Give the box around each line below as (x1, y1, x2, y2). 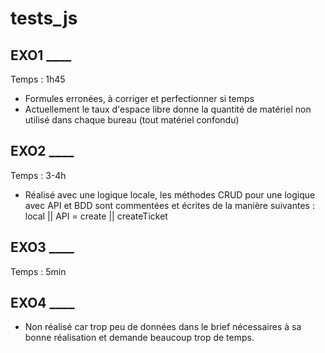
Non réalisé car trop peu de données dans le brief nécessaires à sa (24, 321, 302, 333)
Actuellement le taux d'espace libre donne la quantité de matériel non (24, 103, 312, 115)
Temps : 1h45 (10, 73, 66, 85)
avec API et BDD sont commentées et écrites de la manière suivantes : (24, 199, 315, 211)
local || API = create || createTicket (24, 210, 168, 222)
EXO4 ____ (10, 295, 75, 312)
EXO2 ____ (10, 143, 75, 160)
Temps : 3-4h (10, 169, 67, 181)
